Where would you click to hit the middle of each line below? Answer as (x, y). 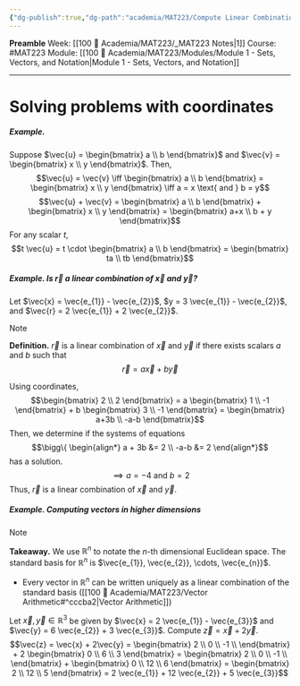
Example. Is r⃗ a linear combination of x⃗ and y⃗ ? (104, 279)
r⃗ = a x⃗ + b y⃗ (150, 369)
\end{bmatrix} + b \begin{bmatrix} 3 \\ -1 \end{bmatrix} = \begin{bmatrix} (150, 409)
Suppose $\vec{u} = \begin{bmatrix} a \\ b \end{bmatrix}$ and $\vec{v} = (145, 154)
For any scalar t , (39, 235)
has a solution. (36, 461)
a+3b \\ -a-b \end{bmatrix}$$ (150, 419)
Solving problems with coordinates (142, 106)
